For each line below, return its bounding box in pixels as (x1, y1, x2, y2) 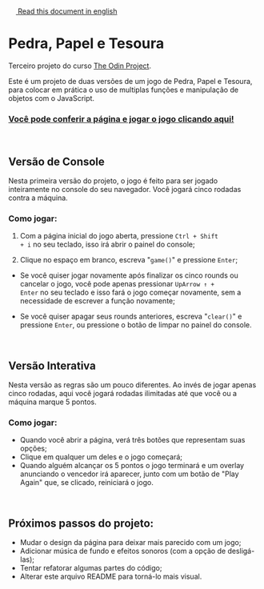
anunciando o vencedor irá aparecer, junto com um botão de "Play (19, 469, 239, 479)
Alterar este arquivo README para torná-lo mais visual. (19, 571, 202, 582)
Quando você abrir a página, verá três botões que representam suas (19, 435, 246, 445)
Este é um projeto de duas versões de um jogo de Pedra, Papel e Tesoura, (8, 76, 253, 86)
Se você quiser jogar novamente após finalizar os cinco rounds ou (19, 270, 238, 280)
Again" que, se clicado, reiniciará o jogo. (19, 478, 154, 487)
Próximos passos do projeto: (8, 516, 154, 530)
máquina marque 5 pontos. (8, 397, 98, 407)
